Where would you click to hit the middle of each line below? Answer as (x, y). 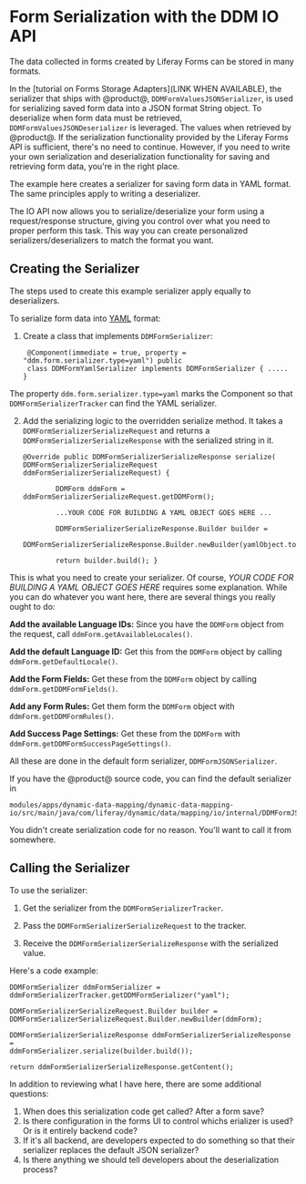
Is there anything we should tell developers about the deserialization (151, 1159)
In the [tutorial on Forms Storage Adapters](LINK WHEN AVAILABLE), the (146, 88)
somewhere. (33, 839)
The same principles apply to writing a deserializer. (105, 193)
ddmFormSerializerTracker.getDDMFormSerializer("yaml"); (120, 995)
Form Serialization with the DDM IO (144, 17)
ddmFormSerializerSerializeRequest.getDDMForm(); (119, 497)
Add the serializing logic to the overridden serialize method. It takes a (153, 420)
